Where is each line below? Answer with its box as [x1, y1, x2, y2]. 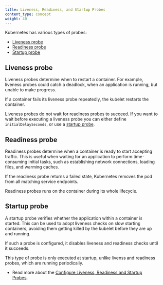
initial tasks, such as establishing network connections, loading [28, 159, 155, 164]
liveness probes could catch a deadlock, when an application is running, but [5, 81, 158, 88]
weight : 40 [5, 16, 27, 21]
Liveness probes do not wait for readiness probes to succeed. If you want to [5, 111, 158, 117]
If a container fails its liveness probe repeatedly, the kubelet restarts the [5, 96, 149, 102]
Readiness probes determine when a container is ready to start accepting [5, 148, 152, 154]
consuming [5, 159, 28, 164]
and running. [5, 230, 31, 237]
